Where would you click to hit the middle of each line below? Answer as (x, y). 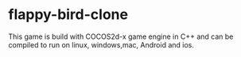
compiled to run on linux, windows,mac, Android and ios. (101, 44)
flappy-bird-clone (68, 15)
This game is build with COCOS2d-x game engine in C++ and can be (121, 36)
